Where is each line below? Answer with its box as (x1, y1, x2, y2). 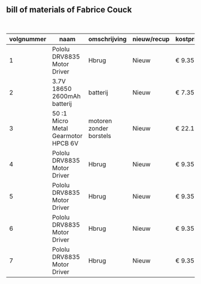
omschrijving (88, 35, 127, 43)
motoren (88, 117, 112, 125)
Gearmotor (51, 132, 83, 140)
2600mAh (51, 92, 81, 100)
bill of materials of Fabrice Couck (6, 5, 132, 15)
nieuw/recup (132, 35, 170, 43)
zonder (88, 124, 109, 132)
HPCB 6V (51, 139, 79, 147)
